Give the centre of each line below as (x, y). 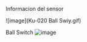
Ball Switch (20, 32)
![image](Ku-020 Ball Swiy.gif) (43, 20)
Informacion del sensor (35, 9)
